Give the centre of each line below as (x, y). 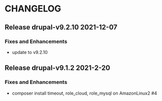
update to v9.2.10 (30, 52)
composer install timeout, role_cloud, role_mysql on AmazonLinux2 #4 (85, 93)
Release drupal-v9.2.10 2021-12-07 (61, 27)
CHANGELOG (33, 9)
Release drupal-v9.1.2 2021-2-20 (57, 68)
